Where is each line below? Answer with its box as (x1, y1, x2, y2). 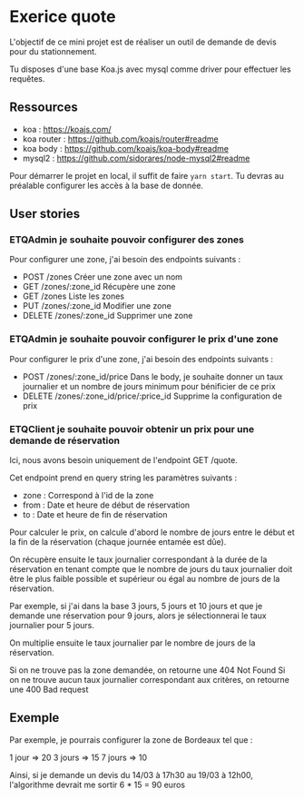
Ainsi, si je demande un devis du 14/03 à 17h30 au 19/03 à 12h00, (9, 769, 254, 780)
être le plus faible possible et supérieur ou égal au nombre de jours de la (9, 574, 280, 585)
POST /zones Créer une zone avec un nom (22, 271, 183, 282)
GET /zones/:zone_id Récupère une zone (22, 281, 176, 292)
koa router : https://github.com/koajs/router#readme (22, 133, 220, 144)
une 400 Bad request (9, 684, 89, 695)
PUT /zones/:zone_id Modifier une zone (22, 301, 172, 311)
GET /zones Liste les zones (22, 291, 125, 301)
